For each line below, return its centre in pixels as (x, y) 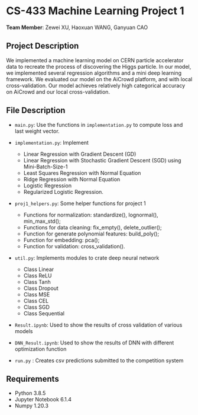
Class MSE (37, 294)
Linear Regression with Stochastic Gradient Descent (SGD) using (102, 160)
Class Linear (39, 269)
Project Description (43, 46)
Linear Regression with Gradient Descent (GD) (80, 154)
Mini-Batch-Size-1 (46, 167)
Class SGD (37, 307)
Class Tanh (37, 282)
